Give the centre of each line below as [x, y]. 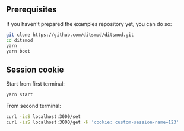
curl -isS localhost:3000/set [44, 117]
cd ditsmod [20, 40]
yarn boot [18, 51]
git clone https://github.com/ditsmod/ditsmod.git [70, 35]
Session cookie [35, 69]
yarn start [20, 95]
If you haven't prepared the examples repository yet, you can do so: [89, 24]
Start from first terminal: [36, 84]
